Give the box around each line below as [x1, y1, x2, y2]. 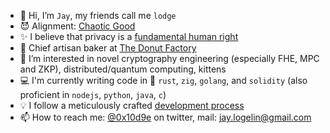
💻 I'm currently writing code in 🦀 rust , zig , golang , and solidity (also [19, 75, 308, 86]
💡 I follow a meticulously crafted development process [19, 100, 245, 111]
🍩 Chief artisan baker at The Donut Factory [19, 42, 197, 54]
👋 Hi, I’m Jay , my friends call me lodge [19, 10, 177, 21]
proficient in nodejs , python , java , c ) [19, 89, 167, 100]
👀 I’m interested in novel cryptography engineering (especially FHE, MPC [19, 53, 320, 64]
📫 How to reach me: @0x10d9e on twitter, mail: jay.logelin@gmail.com [19, 111, 312, 123]
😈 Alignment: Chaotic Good [19, 20, 136, 32]
